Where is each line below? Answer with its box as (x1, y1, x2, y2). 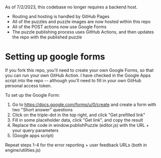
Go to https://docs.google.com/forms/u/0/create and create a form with (12, 102, 157, 107)
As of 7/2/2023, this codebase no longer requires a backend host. (5, 4, 138, 10)
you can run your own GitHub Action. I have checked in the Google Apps (5, 72, 151, 78)
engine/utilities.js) (5, 147, 41, 153)
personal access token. (5, 83, 52, 88)
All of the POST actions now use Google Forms (12, 24, 107, 30)
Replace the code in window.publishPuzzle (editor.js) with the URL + (12, 122, 149, 128)
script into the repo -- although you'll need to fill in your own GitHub (5, 77, 141, 83)
